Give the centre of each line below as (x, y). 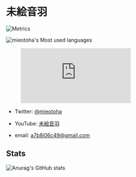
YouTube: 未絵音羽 (37, 123)
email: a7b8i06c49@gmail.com (52, 135)
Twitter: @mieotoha (38, 111)
